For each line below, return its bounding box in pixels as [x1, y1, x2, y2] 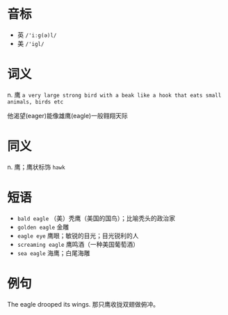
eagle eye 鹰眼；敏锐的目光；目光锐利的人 [17, 231, 139, 240]
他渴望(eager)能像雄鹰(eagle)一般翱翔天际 [7, 111, 128, 120]
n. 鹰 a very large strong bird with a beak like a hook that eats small [7, 90, 222, 99]
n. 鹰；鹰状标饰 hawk [7, 163, 65, 171]
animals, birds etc [7, 98, 64, 105]
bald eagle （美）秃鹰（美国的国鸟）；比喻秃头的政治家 [17, 213, 176, 223]
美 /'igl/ [17, 39, 44, 47]
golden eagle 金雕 [17, 223, 70, 231]
